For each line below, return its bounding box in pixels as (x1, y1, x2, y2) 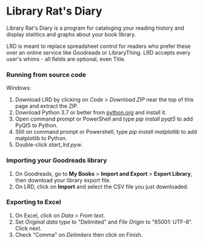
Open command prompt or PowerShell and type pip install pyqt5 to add (15, 115, 193, 122)
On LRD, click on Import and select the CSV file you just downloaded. (15, 183, 189, 190)
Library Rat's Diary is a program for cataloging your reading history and (6, 24, 185, 32)
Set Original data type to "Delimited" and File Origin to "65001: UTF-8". (15, 218, 193, 225)
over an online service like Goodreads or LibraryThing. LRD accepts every (6, 48, 191, 56)
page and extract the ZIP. (15, 102, 79, 110)
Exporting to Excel (6, 198, 62, 207)
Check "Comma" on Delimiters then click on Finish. (15, 231, 143, 238)
